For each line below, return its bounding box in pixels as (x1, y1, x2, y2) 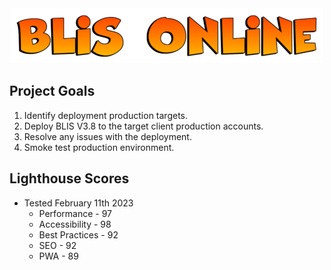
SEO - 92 (38, 239, 77, 251)
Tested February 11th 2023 (23, 197, 134, 209)
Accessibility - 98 (38, 218, 112, 230)
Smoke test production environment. (23, 141, 175, 153)
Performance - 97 (38, 207, 112, 219)
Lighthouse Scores (9, 170, 130, 187)
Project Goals (9, 83, 96, 100)
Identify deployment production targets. (23, 109, 189, 121)
